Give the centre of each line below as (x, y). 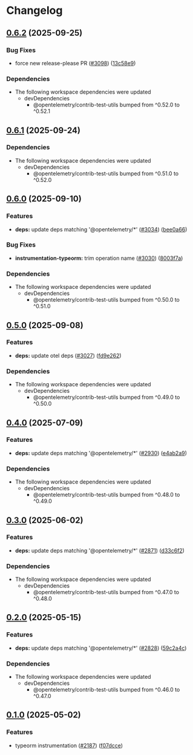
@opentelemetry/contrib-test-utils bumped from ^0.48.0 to (106, 495)
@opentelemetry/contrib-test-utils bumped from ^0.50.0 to (106, 300)
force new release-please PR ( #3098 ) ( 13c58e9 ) (75, 63)
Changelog (34, 11)
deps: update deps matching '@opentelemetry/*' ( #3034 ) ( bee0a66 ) (101, 229)
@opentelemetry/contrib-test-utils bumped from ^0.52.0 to (106, 105)
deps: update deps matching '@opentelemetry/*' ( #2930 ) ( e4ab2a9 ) (101, 453)
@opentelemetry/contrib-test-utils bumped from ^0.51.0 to (106, 173)
